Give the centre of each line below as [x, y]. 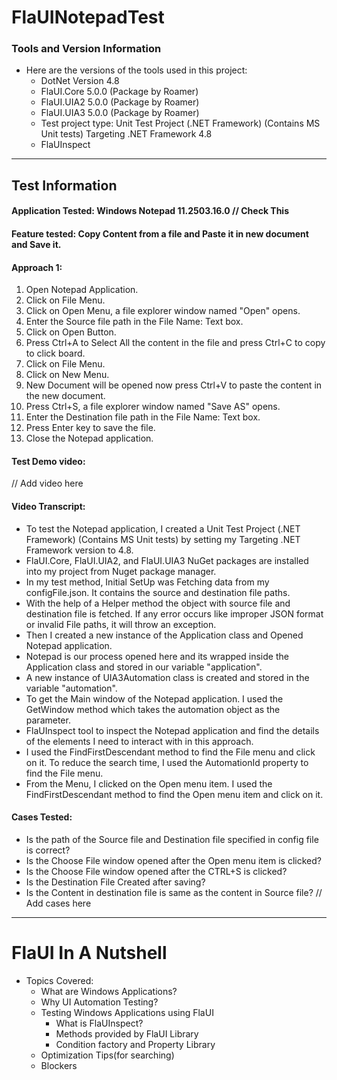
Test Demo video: [48, 461]
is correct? [48, 850]
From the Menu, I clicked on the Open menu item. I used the [149, 783]
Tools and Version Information [86, 49]
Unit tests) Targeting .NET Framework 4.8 [126, 134]
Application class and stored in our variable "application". [144, 667]
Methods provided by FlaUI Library [127, 1033]
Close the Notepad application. [89, 438]
